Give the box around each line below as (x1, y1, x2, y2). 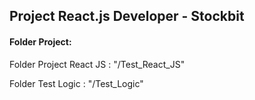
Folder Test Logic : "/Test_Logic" (9, 77, 144, 89)
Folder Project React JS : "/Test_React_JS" (9, 58, 186, 70)
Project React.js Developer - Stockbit (9, 8, 245, 25)
